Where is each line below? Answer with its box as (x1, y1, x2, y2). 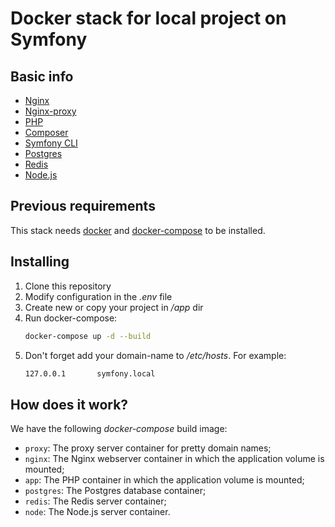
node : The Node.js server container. (24, 506, 171, 518)
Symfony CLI (24, 137, 78, 149)
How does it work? (10, 396, 129, 413)
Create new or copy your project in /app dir (24, 301, 204, 313)
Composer (24, 127, 69, 138)
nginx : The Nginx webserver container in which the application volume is (24, 453, 325, 465)
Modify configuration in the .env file (24, 290, 173, 302)
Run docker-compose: (24, 312, 118, 324)
